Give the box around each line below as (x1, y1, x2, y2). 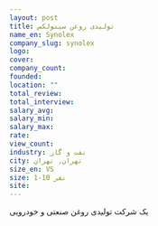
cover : (9, 55, 34, 64)
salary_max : (9, 123, 54, 132)
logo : (9, 47, 30, 56)
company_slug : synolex (9, 38, 95, 48)
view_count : (9, 139, 54, 148)
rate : (9, 131, 30, 140)
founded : (9, 72, 42, 81)
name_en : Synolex (9, 30, 75, 39)
